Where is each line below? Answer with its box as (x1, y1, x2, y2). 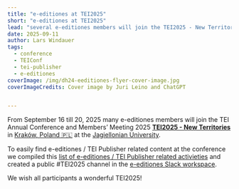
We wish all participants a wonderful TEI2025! (7, 174, 142, 183)
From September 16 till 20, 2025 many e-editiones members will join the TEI (7, 116, 230, 124)
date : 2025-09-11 (7, 30, 59, 38)
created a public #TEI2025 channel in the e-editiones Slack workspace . (7, 160, 217, 168)
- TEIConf (14, 57, 43, 64)
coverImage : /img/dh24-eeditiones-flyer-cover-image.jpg (7, 76, 180, 84)
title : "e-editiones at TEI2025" (7, 10, 107, 18)
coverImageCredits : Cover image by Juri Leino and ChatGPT (7, 83, 186, 91)
